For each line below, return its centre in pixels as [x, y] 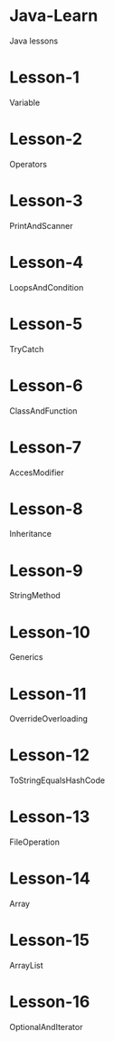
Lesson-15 [50, 940]
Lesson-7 [46, 447]
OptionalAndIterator [46, 1027]
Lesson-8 [46, 509]
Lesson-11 [48, 694]
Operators [28, 164]
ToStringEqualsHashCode [57, 780]
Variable [25, 102]
